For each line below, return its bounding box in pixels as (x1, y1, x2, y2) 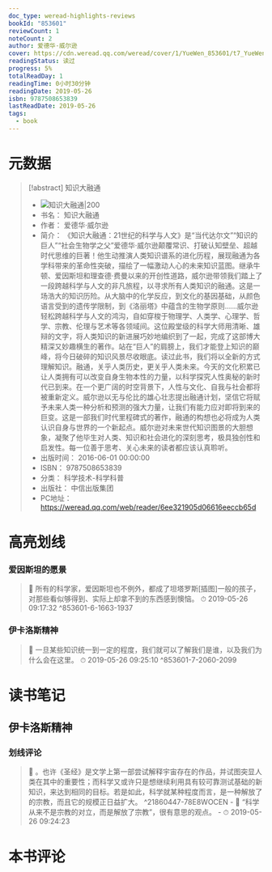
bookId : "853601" (8, 19, 67, 28)
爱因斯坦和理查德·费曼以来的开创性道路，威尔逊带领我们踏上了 (54, 270, 263, 280)
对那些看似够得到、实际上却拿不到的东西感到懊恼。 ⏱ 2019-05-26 (28, 594, 249, 603)
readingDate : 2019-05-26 (8, 87, 92, 95)
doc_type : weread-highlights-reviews (8, 11, 136, 20)
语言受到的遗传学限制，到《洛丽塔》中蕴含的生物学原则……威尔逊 (40, 301, 259, 311)
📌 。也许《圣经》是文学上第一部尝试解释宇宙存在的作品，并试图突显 (28, 767, 255, 777)
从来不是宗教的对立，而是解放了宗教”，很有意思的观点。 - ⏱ (28, 807, 229, 817)
